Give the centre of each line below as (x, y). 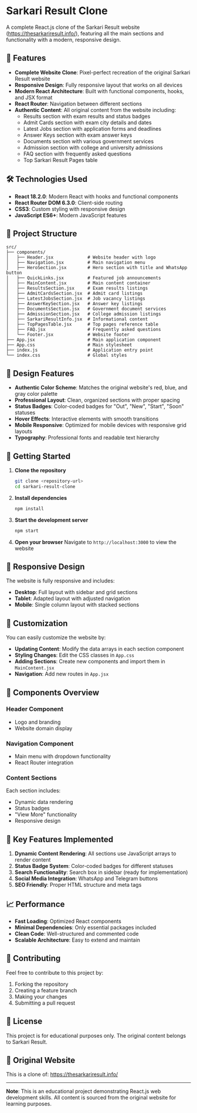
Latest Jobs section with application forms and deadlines (92, 128)
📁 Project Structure (42, 233)
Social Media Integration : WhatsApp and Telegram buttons (86, 879)
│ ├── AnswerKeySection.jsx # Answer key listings (74, 304)
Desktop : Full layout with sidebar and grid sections (76, 592)
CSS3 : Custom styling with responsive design (70, 209)
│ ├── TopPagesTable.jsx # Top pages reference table (82, 324)
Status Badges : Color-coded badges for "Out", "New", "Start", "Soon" (99, 406)
